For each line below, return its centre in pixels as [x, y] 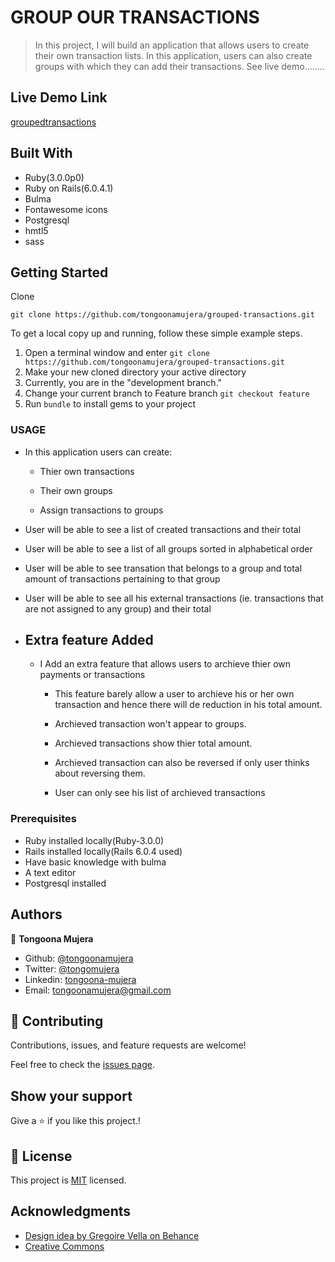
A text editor [50, 872]
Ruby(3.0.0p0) [54, 177]
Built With [41, 153]
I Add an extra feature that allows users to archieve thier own [165, 664]
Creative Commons [64, 1246]
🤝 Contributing [57, 1021]
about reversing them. [100, 773]
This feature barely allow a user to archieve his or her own [174, 694]
